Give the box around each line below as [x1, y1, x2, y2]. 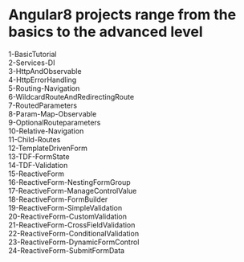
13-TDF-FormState [8, 151, 70, 162]
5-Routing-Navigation [8, 83, 80, 93]
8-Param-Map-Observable [8, 108, 97, 118]
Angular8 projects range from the [8, 6, 237, 24]
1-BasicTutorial [8, 49, 58, 59]
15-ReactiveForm [8, 169, 64, 178]
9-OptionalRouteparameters [8, 117, 101, 127]
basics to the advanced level [8, 23, 203, 41]
